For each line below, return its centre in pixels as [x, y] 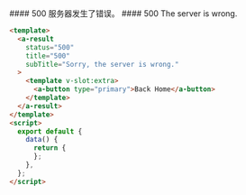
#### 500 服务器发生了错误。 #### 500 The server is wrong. [123, 14]
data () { [42, 140]
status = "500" [50, 47]
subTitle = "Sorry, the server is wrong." [102, 64]
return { [50, 148]
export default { [50, 131]
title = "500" [48, 56]
